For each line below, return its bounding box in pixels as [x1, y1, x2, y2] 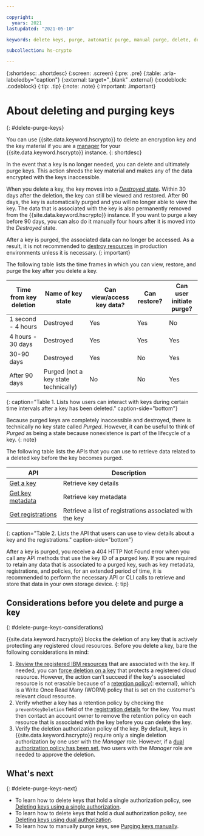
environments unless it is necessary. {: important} [6, 249, 131, 257]
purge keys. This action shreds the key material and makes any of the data [6, 167, 192, 174]
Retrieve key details [63, 479, 119, 487]
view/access [91, 293, 129, 302]
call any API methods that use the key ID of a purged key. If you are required [6, 554, 197, 562]
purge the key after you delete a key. [6, 267, 98, 275]
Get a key [9, 479, 36, 487]
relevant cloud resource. [15, 692, 76, 700]
